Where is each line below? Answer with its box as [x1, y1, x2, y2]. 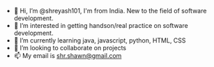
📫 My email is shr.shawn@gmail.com [13, 52, 122, 59]
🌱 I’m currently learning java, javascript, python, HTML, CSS [13, 36, 186, 45]
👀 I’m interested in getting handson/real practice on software [13, 22, 188, 29]
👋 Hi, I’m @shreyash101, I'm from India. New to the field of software [13, 7, 207, 15]
